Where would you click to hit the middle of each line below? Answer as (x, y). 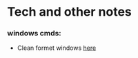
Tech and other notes (70, 12)
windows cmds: (34, 33)
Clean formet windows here (57, 48)
